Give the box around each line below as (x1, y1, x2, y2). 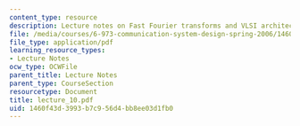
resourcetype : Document (9, 87, 98, 96)
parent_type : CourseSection (9, 79, 114, 88)
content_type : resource (9, 12, 98, 22)
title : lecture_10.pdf (9, 95, 94, 105)
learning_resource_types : (9, 46, 105, 55)
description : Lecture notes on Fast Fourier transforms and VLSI (9, 21, 257, 30)
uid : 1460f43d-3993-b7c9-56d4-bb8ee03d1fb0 (9, 104, 174, 113)
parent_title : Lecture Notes (9, 71, 118, 80)
